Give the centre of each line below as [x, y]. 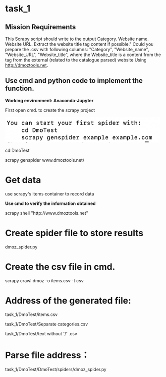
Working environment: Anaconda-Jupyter [49, 100]
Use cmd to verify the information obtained [50, 203]
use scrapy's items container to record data [50, 193]
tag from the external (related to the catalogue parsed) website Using [76, 60]
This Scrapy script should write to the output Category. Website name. [77, 39]
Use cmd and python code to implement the [74, 81]
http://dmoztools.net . [27, 65]
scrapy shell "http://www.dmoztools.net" [47, 213]
